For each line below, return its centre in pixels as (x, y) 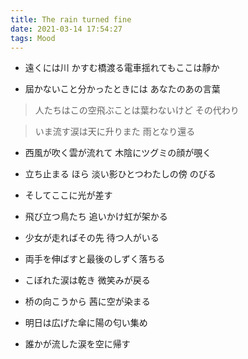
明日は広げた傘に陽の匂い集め (86, 323)
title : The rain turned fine (71, 19)
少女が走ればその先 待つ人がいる (92, 238)
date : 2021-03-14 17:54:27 (66, 29)
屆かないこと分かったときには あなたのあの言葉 (122, 89)
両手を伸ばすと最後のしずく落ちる (95, 259)
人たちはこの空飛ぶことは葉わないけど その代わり (137, 110)
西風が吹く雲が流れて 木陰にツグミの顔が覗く (118, 153)
